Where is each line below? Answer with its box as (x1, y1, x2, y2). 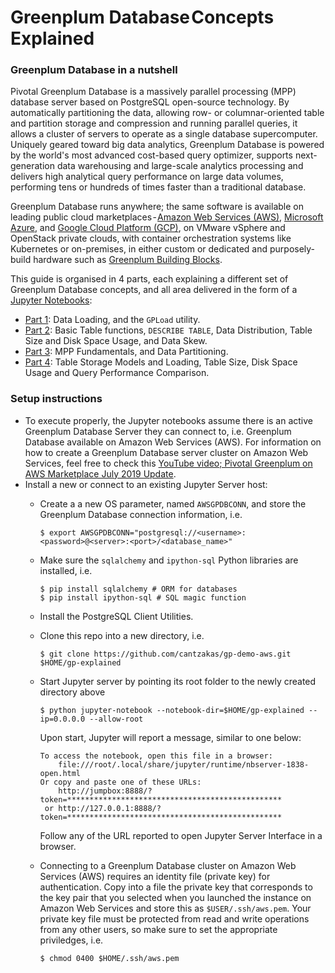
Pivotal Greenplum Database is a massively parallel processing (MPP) (10, 86, 297, 98)
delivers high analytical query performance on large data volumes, (10, 171, 284, 183)
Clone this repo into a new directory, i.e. (39, 629, 205, 641)
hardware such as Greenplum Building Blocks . (33, 254, 223, 266)
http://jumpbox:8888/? (58, 786, 153, 796)
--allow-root (89, 714, 144, 724)
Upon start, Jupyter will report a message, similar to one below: (39, 731, 302, 743)
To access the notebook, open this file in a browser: (39, 751, 273, 761)
